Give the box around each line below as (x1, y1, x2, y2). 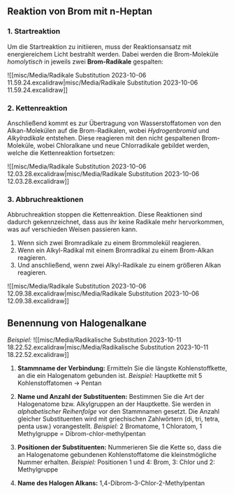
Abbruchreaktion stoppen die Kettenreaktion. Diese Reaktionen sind (7, 210, 203, 219)
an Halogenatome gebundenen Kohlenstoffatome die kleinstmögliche (17, 451, 217, 459)
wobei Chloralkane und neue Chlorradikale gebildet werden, (37, 141, 210, 150)
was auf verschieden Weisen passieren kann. (7, 225, 138, 233)
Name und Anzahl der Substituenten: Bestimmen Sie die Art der (17, 393, 205, 401)
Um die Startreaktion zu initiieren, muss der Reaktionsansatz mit (7, 42, 192, 51)
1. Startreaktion (7, 27, 61, 36)
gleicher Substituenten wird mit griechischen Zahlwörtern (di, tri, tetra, (17, 415, 220, 423)
